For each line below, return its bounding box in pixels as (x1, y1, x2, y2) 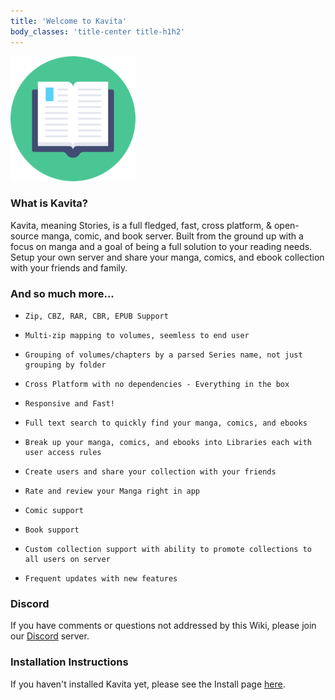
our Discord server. (10, 630, 90, 642)
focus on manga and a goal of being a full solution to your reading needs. (10, 240, 313, 252)
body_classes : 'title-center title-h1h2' (10, 26, 186, 37)
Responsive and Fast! (24, 399, 115, 409)
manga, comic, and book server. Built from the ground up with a (41, 230, 304, 242)
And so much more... (10, 286, 115, 300)
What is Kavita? (10, 196, 88, 210)
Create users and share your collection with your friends (24, 467, 277, 477)
